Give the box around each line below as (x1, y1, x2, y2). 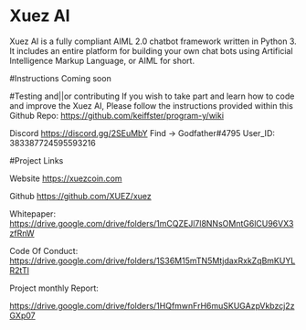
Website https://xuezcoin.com (9, 173, 122, 184)
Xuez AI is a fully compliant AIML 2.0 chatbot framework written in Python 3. (9, 36, 297, 47)
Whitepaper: (9, 208, 57, 219)
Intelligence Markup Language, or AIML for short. (9, 55, 195, 66)
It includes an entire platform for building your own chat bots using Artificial (9, 45, 294, 56)
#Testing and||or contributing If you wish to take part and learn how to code (9, 90, 295, 101)
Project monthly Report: (9, 282, 99, 293)
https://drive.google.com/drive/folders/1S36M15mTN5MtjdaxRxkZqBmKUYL (9, 255, 296, 266)
